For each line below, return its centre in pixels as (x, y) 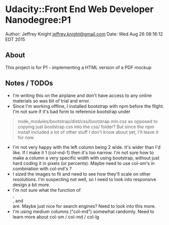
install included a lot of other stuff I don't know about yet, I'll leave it (88, 132)
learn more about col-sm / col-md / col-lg (56, 217)
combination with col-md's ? (42, 168)
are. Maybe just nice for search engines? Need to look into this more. (84, 206)
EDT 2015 (15, 39)
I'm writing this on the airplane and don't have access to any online (82, 95)
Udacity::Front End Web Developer (79, 9)
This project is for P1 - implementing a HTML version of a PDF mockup (78, 67)
